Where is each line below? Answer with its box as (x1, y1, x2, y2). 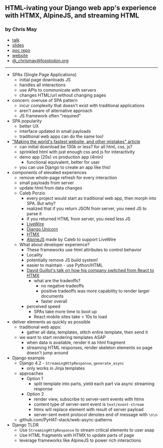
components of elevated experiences (12, 169, 87, 175)
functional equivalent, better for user (26, 159, 100, 165)
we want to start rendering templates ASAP (19, 334, 106, 340)
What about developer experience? (19, 241, 90, 247)
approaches (19, 370, 44, 376)
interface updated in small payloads (19, 128, 91, 134)
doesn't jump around (26, 350, 68, 355)
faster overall (41, 298, 67, 304)
